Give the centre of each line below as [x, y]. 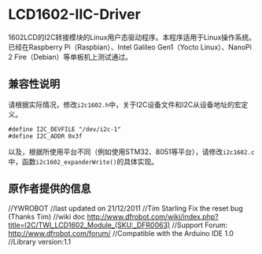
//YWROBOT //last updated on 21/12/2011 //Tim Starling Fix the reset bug [126, 208]
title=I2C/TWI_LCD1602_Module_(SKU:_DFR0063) [89, 225]
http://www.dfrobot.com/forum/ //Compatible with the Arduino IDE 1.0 [121, 233]
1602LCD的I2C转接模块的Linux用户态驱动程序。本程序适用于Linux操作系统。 [132, 37]
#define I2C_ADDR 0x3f [45, 136]
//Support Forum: [200, 225]
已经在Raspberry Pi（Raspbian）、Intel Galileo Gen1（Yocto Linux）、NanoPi [130, 47]
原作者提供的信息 [50, 189]
